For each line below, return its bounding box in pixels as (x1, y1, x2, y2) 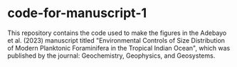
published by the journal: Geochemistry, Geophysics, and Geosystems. (7, 51, 216, 60)
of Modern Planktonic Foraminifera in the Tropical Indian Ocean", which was (7, 43, 231, 52)
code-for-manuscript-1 (7, 5, 147, 21)
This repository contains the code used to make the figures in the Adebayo (7, 29, 227, 37)
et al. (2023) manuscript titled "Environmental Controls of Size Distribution (7, 36, 226, 44)
